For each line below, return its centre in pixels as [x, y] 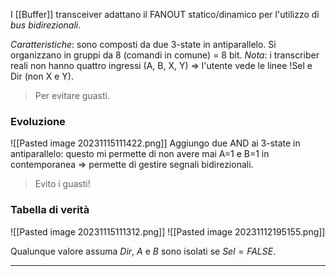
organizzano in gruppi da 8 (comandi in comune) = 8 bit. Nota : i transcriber [165, 55]
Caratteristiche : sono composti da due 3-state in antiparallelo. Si [143, 44]
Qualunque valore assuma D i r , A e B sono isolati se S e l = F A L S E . [143, 251]
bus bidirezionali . [46, 25]
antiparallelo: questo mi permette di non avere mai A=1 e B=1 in [140, 154]
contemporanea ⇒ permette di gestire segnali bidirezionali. [132, 165]
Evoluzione [38, 121]
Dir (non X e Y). [42, 76]
